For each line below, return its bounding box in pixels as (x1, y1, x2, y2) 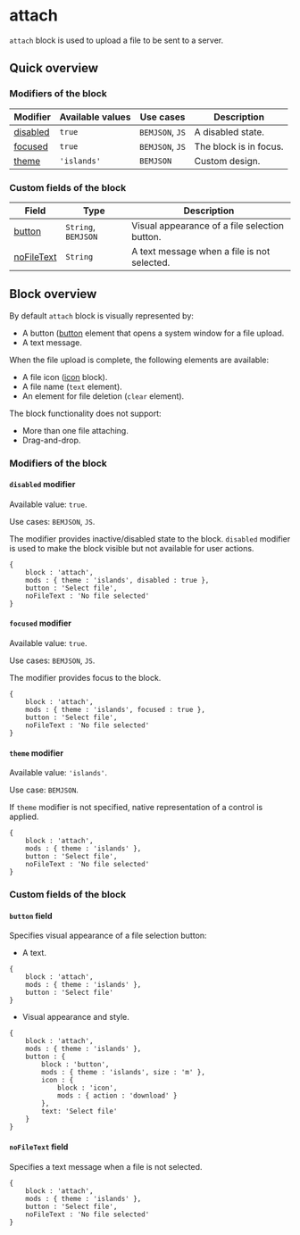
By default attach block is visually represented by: (9, 310, 195, 321)
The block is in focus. (194, 140, 284, 153)
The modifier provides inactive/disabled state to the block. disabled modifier (9, 533, 291, 544)
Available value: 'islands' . (9, 767, 108, 778)
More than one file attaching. (21, 425, 129, 435)
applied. (9, 811, 39, 822)
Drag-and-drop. (21, 435, 81, 445)
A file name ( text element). (21, 381, 122, 392)
